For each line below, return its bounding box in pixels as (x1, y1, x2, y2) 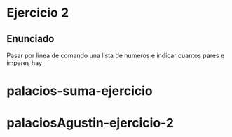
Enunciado (6, 33, 55, 45)
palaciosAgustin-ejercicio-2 (6, 115, 175, 131)
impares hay (6, 59, 43, 67)
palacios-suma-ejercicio (6, 83, 153, 99)
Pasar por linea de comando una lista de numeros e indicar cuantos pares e (6, 51, 225, 59)
